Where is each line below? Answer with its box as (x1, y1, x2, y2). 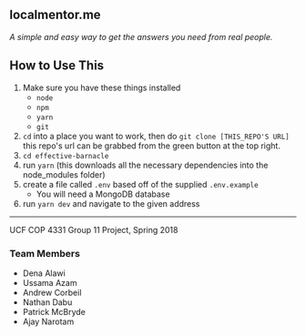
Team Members (9, 247, 80, 260)
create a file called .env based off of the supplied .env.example (22, 178, 259, 189)
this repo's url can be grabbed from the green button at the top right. (22, 140, 280, 151)
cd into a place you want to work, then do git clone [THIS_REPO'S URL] (22, 130, 290, 141)
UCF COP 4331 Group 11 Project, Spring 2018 (9, 224, 178, 235)
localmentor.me (9, 7, 102, 23)
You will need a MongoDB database (36, 188, 170, 199)
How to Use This (9, 58, 105, 74)
